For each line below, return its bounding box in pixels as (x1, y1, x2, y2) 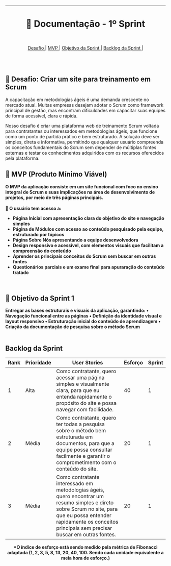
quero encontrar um (55, 493, 104, 500)
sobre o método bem (55, 427, 106, 434)
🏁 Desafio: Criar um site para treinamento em (5, 75, 151, 84)
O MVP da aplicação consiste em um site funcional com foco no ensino (5, 183, 158, 189)
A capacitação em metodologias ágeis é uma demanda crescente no (5, 96, 149, 103)
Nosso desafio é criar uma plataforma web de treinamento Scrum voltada (5, 122, 159, 129)
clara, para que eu (55, 387, 100, 394)
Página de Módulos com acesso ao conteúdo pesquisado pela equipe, (12, 226, 164, 232)
